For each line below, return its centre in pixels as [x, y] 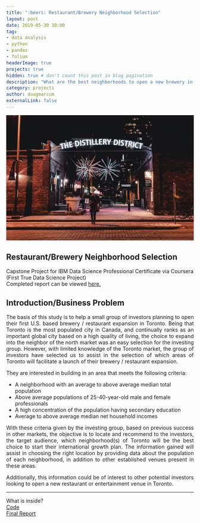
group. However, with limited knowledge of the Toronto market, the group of [100, 349]
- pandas [17, 51]
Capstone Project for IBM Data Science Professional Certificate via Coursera [100, 271]
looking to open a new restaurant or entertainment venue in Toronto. [90, 484]
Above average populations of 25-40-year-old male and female [93, 397]
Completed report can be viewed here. [54, 284]
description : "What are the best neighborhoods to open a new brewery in [100, 82]
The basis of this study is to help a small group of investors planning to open [100, 317]
